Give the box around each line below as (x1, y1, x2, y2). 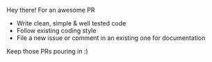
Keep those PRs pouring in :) (6, 48, 88, 55)
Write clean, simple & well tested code (16, 19, 127, 27)
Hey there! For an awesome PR (6, 6, 95, 14)
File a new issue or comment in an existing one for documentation (16, 34, 206, 42)
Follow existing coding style (16, 27, 97, 34)
